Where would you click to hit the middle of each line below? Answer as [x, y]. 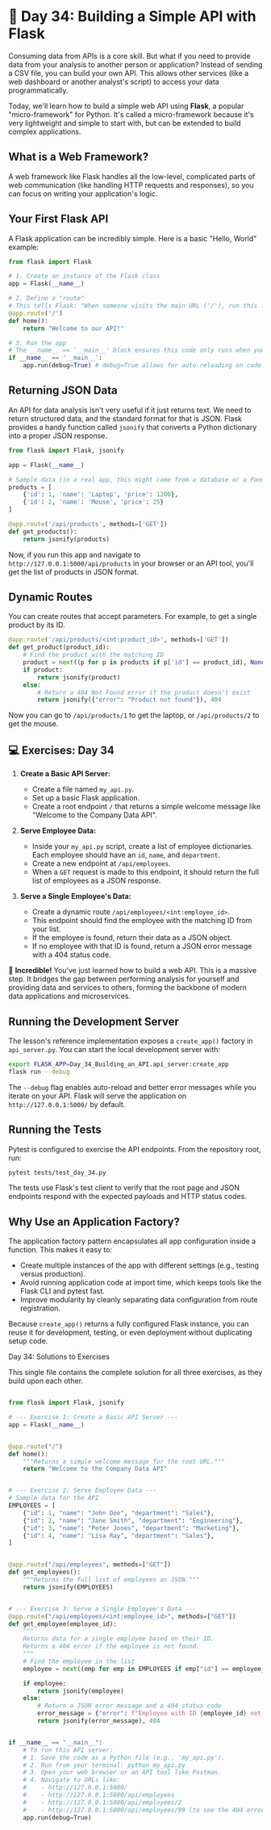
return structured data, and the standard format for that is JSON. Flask [125, 418]
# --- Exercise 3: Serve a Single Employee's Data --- [102, 1609]
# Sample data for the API [54, 1498]
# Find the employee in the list [79, 1661]
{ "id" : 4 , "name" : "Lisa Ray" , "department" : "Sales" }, [119, 1535]
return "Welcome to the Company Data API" [95, 1469]
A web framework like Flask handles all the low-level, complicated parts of [132, 176]
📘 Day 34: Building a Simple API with [132, 17]
